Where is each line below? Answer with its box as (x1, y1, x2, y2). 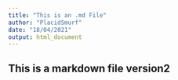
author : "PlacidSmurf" (8, 19, 82, 26)
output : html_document (8, 33, 82, 41)
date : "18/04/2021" (8, 26, 72, 33)
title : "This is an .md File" (8, 11, 107, 19)
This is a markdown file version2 (8, 61, 171, 75)
